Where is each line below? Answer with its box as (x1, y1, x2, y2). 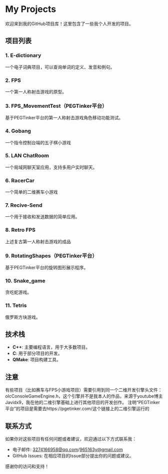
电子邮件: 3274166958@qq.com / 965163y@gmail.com (12, 447, 123, 453)
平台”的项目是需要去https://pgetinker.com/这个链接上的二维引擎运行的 (5, 406, 149, 412)
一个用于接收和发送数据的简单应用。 (5, 214, 80, 220)
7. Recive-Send (5, 202, 42, 209)
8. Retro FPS (5, 226, 36, 233)
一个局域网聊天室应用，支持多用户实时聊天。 (5, 164, 97, 170)
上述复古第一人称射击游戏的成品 (5, 238, 71, 244)
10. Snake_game (5, 277, 45, 284)
